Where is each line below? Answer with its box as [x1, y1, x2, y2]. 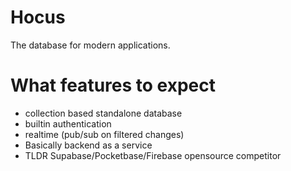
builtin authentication [24, 117, 112, 130]
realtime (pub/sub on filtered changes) [24, 128, 185, 140]
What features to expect [10, 74, 216, 97]
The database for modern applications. [10, 39, 171, 51]
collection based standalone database [24, 107, 183, 119]
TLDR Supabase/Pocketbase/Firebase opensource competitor [24, 149, 282, 161]
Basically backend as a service [24, 139, 153, 151]
